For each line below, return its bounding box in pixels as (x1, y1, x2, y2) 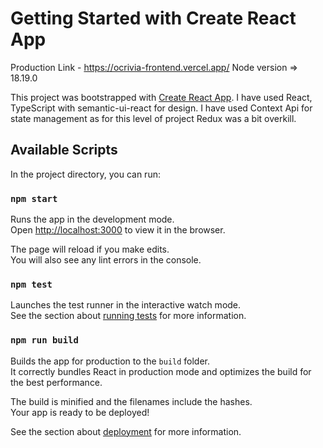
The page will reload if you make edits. (10, 243, 170, 256)
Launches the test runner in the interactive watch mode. (10, 299, 242, 311)
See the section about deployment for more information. (10, 425, 242, 437)
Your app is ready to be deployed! (10, 406, 150, 418)
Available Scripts (10, 142, 118, 159)
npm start (10, 193, 58, 204)
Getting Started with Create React (10, 7, 297, 30)
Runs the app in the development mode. (10, 213, 175, 226)
